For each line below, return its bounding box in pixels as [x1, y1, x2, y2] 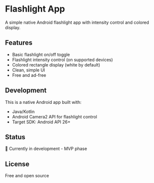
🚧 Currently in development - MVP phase [5, 146, 87, 151]
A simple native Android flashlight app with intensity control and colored [5, 19, 149, 25]
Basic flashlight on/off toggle [12, 51, 70, 57]
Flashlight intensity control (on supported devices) [12, 57, 113, 63]
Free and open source [5, 173, 50, 179]
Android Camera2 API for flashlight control [12, 114, 97, 119]
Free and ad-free [12, 72, 47, 78]
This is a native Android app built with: [5, 99, 82, 105]
